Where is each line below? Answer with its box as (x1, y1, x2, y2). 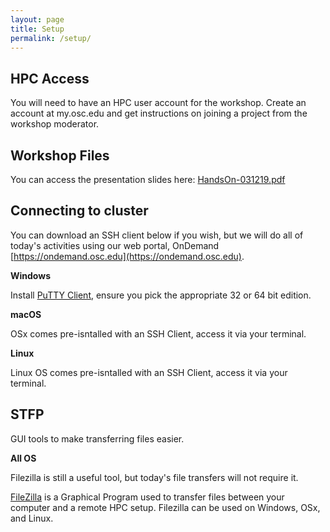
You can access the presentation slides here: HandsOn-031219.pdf (10, 174, 286, 185)
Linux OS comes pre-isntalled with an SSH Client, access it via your (10, 366, 288, 378)
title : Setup (10, 24, 65, 34)
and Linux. (10, 512, 54, 524)
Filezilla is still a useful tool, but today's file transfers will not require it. (10, 471, 299, 483)
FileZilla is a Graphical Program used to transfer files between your (10, 491, 285, 503)
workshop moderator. (10, 118, 100, 130)
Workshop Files (10, 147, 110, 164)
